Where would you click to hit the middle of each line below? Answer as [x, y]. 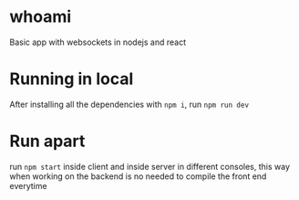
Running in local [72, 79]
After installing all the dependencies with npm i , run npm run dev [129, 104]
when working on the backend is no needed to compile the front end [138, 176]
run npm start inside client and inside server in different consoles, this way [149, 166]
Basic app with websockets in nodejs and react [98, 42]
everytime [28, 185]
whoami [41, 17]
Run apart [47, 141]
